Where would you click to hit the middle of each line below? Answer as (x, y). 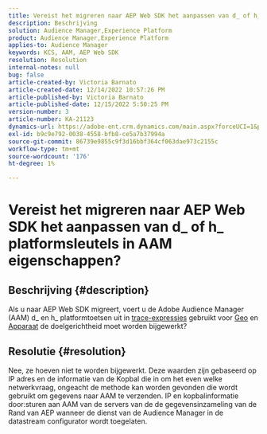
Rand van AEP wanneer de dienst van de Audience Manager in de (116, 412)
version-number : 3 (39, 112)
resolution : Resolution (48, 61)
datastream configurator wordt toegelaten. (78, 421)
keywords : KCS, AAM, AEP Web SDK (64, 53)
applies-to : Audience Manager (58, 45)
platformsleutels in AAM (90, 244)
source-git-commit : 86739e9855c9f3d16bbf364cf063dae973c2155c (113, 141)
